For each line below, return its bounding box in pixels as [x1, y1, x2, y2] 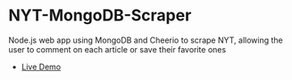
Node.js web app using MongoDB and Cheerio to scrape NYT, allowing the [8, 35, 283, 45]
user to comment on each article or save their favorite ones [8, 44, 227, 54]
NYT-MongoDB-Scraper [8, 5, 192, 26]
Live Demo [21, 61, 62, 72]
